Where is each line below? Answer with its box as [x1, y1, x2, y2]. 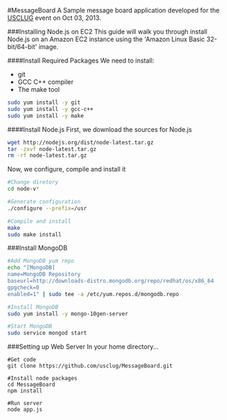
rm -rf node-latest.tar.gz [7, 152, 87, 159]
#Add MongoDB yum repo [7, 258, 74, 265]
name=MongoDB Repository [7, 271, 81, 278]
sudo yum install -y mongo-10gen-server [7, 310, 129, 317]
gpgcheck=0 [7, 284, 40, 291]
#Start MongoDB [7, 323, 52, 330]
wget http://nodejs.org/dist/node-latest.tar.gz [7, 139, 154, 146]
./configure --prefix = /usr [7, 204, 87, 212]
